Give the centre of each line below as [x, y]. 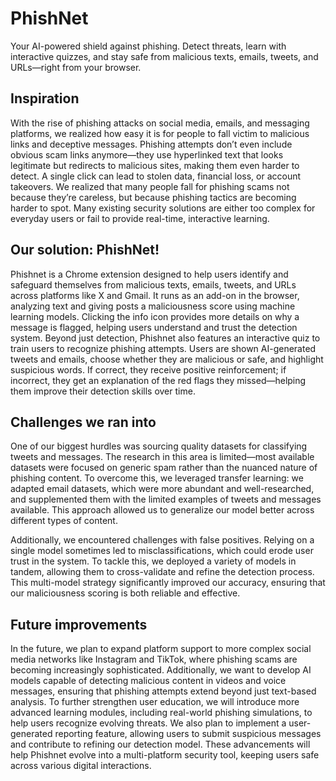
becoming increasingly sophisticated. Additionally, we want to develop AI [161, 670]
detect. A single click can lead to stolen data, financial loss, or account [156, 176]
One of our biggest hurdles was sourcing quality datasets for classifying [159, 446]
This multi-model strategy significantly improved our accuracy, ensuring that [168, 583]
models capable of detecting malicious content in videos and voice [148, 681]
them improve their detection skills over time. [103, 391]
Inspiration [45, 98]
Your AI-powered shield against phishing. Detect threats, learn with [148, 46]
